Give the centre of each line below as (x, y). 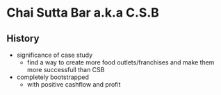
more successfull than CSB (66, 70)
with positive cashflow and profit (74, 84)
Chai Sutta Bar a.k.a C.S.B (83, 13)
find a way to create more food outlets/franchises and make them (121, 62)
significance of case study (55, 55)
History (23, 38)
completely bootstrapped (53, 77)
